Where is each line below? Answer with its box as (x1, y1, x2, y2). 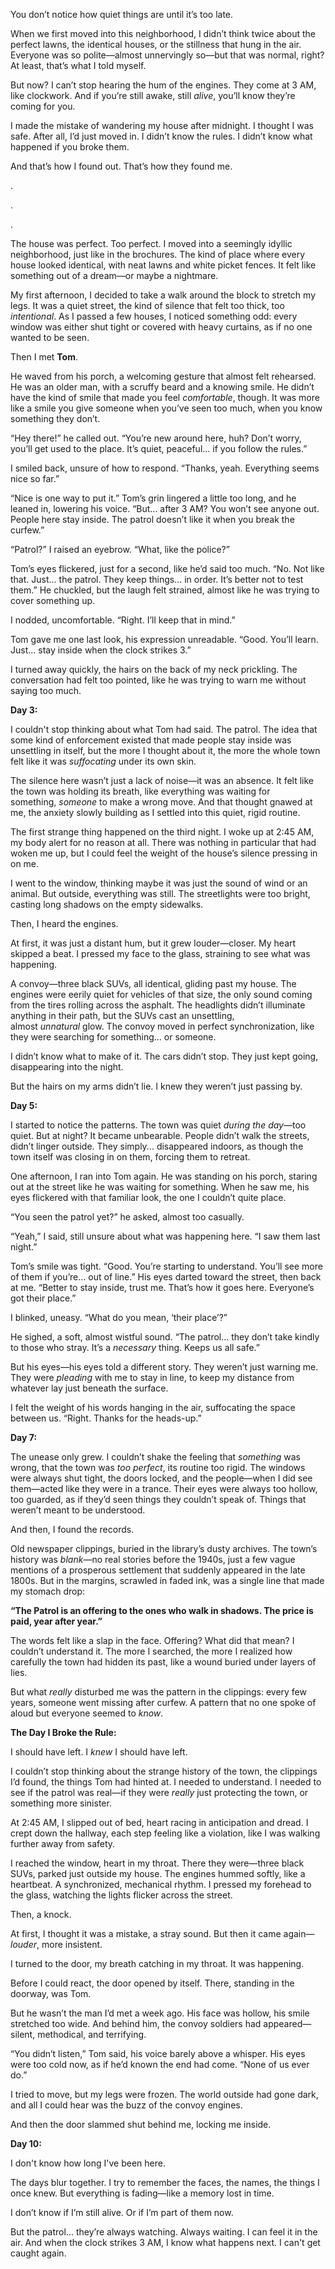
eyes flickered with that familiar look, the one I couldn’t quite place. (10, 1192, 287, 1203)
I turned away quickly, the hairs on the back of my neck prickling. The (10, 664, 298, 675)
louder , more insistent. (10, 1939, 103, 1950)
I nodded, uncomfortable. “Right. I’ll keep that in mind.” (10, 614, 236, 626)
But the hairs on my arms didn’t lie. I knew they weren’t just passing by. (10, 1080, 303, 1092)
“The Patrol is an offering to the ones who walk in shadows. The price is (10, 1605, 314, 1616)
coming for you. (10, 100, 76, 112)
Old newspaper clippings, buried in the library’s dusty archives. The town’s (10, 1543, 318, 1554)
